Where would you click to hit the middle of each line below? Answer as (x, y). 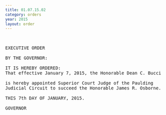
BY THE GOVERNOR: (26, 58)
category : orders (23, 15)
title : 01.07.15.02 (26, 10)
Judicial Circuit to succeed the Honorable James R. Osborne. (83, 88)
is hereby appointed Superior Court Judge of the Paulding (79, 83)
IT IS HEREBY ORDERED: (33, 68)
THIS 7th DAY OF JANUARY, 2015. (45, 98)
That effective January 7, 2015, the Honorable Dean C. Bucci (83, 73)
